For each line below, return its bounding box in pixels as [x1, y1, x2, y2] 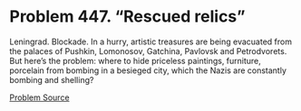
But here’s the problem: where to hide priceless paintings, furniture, [9, 55, 261, 66]
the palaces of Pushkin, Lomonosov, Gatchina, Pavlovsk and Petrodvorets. [9, 45, 287, 56]
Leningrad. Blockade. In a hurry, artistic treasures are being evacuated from [9, 36, 293, 47]
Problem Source [9, 92, 70, 103]
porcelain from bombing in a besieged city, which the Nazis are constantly [9, 65, 287, 76]
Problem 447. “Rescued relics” [9, 6, 246, 27]
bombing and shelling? [9, 74, 94, 85]
